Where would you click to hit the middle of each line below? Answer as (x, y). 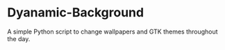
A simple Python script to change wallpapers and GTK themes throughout (112, 32)
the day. (19, 38)
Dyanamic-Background (76, 13)
